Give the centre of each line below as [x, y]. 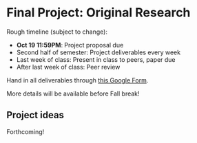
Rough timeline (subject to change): [57, 32]
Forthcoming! [25, 131]
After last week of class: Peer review [68, 67]
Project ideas [35, 115]
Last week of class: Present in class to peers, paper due [96, 59]
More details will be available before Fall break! [73, 93]
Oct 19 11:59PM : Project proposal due [70, 45]
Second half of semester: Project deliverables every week [98, 52]
